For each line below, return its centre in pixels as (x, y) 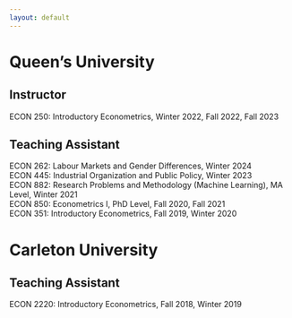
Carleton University (84, 249)
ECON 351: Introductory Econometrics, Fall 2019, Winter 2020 (123, 214)
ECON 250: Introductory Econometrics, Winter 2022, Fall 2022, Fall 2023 (144, 116)
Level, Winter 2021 (43, 194)
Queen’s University (82, 61)
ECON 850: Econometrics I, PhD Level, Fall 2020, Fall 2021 (117, 204)
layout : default (39, 17)
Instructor (38, 95)
